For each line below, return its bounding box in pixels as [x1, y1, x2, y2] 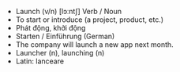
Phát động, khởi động [15, 23, 86, 32]
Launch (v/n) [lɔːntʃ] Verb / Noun [15, 7, 122, 16]
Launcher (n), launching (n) [15, 49, 105, 57]
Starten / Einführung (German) [15, 31, 115, 41]
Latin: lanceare [15, 56, 65, 66]
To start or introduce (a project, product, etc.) [15, 15, 164, 24]
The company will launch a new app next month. [15, 40, 174, 49]
